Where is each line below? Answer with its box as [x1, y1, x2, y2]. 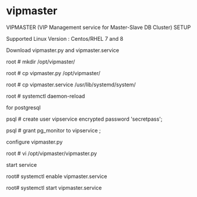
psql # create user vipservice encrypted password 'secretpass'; [6, 115, 163, 122]
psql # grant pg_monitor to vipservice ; [6, 127, 101, 134]
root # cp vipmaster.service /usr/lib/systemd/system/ [6, 81, 136, 88]
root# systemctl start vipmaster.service [6, 184, 102, 191]
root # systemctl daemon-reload [6, 92, 85, 99]
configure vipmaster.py [6, 138, 63, 146]
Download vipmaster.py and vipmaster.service [6, 46, 120, 54]
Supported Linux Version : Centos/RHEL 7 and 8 [6, 35, 123, 42]
